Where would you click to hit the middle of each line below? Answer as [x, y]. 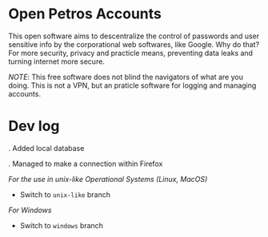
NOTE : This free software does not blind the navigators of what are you [126, 77]
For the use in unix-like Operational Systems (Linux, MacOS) [108, 179]
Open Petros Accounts [85, 14]
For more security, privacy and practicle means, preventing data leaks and [131, 53]
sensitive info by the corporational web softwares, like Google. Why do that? [134, 44]
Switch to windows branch [62, 225]
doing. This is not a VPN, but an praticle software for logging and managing [132, 85]
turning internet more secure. [57, 61]
